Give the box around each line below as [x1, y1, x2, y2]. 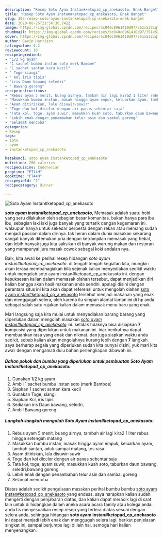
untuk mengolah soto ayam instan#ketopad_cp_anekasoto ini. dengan [5, 270, 145, 277]
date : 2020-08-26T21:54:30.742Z [5, 20, 70, 26]
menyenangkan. [5, 527, 37, 533]
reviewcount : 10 [5, 48, 38, 52]
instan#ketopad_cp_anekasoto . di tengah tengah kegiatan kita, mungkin [5, 260, 149, 266]
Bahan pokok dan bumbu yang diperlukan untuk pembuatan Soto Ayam [5, 358, 153, 364]
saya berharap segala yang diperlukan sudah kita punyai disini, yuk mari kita [5, 342, 158, 348]
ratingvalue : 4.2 [5, 43, 40, 48]
